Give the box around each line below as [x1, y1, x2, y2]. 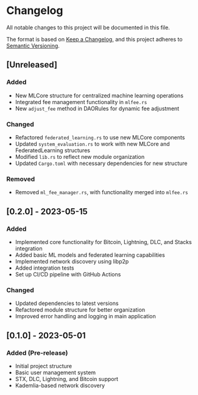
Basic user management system [15, 369, 96, 376]
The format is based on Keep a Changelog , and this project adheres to [6, 35, 183, 43]
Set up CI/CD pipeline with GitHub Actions [15, 270, 121, 278]
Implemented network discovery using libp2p [15, 257, 129, 265]
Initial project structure [15, 362, 72, 369]
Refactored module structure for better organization [15, 306, 145, 313]
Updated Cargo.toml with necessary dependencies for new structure [15, 159, 188, 167]
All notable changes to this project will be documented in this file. [6, 24, 171, 31]
